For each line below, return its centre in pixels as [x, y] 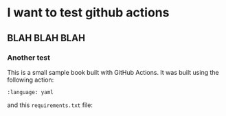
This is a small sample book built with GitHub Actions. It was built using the [113, 72]
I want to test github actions [88, 13]
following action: [31, 80]
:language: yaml [30, 92]
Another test [29, 58]
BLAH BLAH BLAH [46, 38]
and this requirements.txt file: [50, 105]
